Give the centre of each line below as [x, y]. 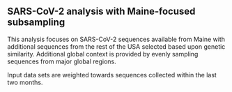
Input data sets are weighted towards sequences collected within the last [112, 75]
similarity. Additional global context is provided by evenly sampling [103, 54]
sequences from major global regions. [62, 61]
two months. [25, 82]
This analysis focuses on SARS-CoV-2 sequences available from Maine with [116, 39]
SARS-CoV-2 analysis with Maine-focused [101, 11]
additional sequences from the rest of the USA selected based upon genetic [116, 46]
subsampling [36, 23]
